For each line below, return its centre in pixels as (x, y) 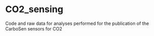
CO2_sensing (34, 9)
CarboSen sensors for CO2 (34, 28)
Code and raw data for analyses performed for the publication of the (77, 23)
